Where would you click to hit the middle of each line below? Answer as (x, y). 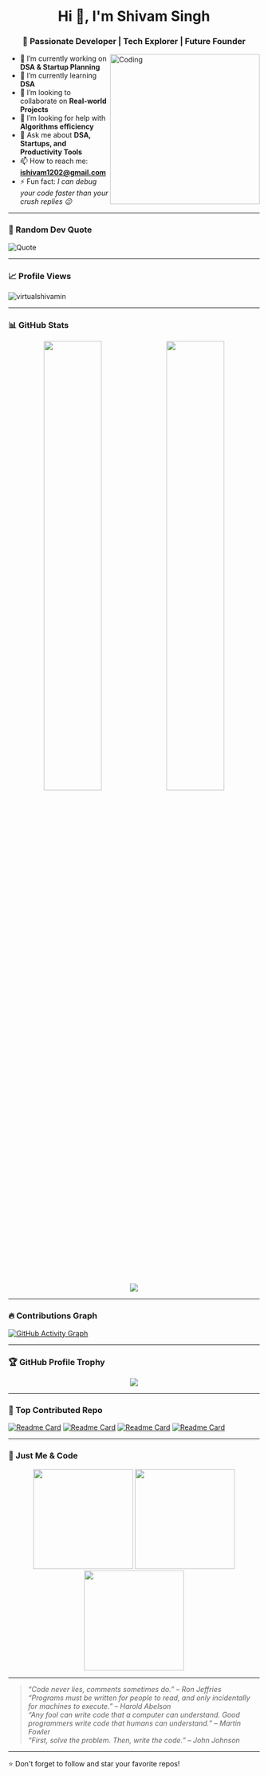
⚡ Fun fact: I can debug (58, 182)
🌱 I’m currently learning (58, 76)
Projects (34, 110)
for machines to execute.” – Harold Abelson (99, 1706)
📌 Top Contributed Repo (55, 1410)
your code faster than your (64, 193)
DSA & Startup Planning (60, 67)
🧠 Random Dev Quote (50, 229)
